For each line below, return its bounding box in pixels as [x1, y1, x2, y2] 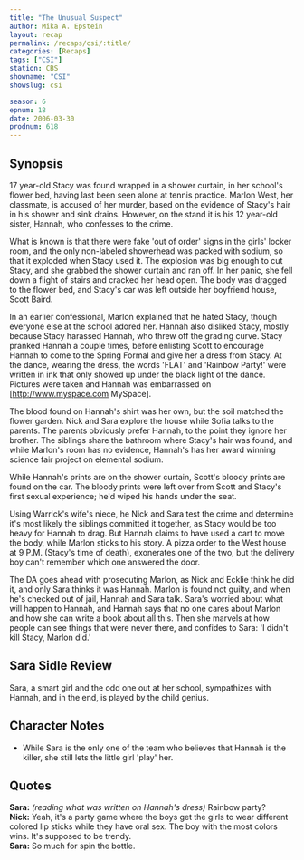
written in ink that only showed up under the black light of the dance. [9, 369, 266, 380]
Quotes [9, 778, 52, 793]
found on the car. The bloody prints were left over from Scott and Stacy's [9, 481, 282, 492]
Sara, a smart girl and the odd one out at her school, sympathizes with [9, 681, 271, 693]
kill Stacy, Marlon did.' [9, 632, 91, 643]
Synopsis [9, 156, 63, 171]
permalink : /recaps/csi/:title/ [9, 38, 131, 48]
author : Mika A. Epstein [9, 22, 103, 31]
